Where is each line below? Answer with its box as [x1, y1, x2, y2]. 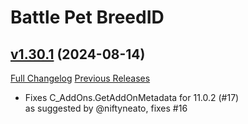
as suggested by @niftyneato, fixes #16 [24, 102, 188, 114]
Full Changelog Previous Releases [10, 72, 151, 84]
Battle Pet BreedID [10, 6, 165, 29]
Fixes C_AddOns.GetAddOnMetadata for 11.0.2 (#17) [24, 92, 240, 103]
